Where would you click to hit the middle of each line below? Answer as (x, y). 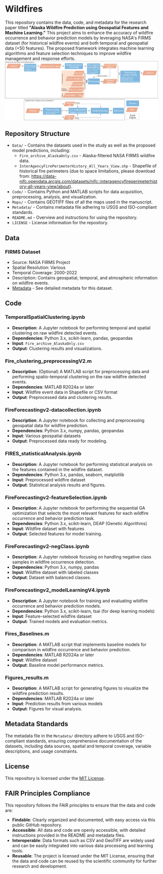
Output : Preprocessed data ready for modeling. (60, 441)
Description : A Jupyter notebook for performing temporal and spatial (81, 328)
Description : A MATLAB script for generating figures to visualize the (80, 688)
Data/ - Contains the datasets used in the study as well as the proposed (84, 145)
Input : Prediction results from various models (57, 704)
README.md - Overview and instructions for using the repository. (75, 217)
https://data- (44, 176)
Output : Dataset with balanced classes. (51, 577)
